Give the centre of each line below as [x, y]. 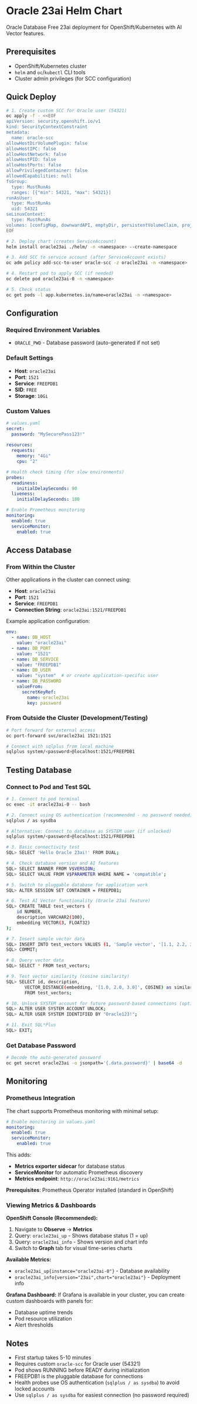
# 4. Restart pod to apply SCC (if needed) [60, 274]
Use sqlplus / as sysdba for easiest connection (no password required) [102, 1395]
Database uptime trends [44, 1312]
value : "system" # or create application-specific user [88, 676]
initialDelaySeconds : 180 [48, 500]
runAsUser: [19, 198]
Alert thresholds [34, 1325]
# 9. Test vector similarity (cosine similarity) [68, 977]
